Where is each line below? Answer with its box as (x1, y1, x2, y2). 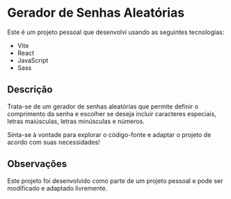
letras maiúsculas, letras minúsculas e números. (7, 117, 145, 125)
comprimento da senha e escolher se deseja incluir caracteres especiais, (7, 109, 217, 118)
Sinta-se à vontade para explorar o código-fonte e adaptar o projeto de (7, 130, 212, 138)
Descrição (7, 83, 53, 95)
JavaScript (17, 56, 49, 64)
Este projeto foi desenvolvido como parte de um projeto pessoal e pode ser (7, 176, 224, 185)
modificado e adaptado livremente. (7, 184, 108, 192)
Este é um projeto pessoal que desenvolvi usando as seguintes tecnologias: (7, 28, 225, 36)
